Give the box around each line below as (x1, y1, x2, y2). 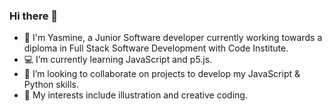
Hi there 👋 (9, 9, 59, 23)
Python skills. (23, 79, 79, 91)
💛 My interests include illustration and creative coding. (23, 89, 248, 101)
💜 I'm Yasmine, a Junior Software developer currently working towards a (23, 32, 323, 44)
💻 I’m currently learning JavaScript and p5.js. (23, 54, 213, 66)
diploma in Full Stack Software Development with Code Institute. (23, 42, 289, 54)
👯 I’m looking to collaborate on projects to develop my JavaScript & (23, 68, 301, 80)
